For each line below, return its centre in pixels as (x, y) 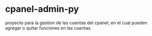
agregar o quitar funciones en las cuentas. (48, 28)
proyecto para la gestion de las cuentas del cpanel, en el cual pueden (76, 23)
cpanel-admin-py (42, 9)
